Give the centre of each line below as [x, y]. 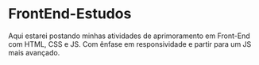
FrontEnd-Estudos [70, 14]
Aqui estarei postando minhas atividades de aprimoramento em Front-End [129, 36]
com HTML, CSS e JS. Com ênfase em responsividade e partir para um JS [130, 44]
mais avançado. [34, 52]
